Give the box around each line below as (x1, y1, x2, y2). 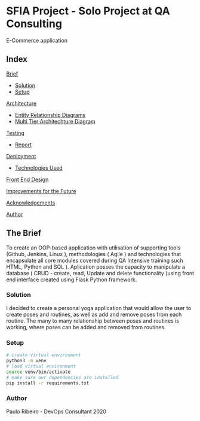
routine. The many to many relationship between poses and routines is (6, 317, 179, 324)
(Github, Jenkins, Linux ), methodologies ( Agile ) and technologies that (6, 250, 181, 257)
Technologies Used (14, 164, 63, 172)
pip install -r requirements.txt (6, 380, 90, 386)
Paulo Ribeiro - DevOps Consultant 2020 (6, 408, 106, 415)
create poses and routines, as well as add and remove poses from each (6, 311, 182, 318)
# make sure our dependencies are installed (6, 374, 119, 380)
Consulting (6, 17, 63, 31)
